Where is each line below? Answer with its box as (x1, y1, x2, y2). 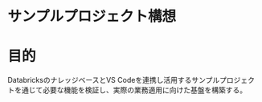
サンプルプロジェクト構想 (7, 7, 177, 26)
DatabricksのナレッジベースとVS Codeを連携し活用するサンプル (7, 75, 220, 85)
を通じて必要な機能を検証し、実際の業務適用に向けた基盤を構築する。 (14, 85, 247, 95)
